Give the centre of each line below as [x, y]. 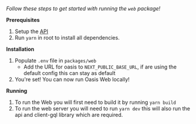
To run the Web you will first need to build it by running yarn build [95, 102]
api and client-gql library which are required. [69, 115]
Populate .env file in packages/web [55, 61]
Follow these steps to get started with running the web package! [83, 9]
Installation [20, 49]
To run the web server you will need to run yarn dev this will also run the [102, 108]
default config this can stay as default [69, 73]
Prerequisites [23, 20]
